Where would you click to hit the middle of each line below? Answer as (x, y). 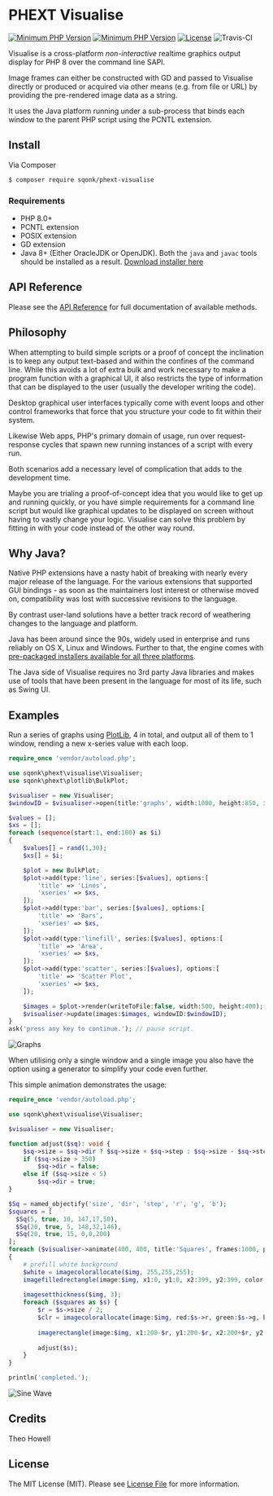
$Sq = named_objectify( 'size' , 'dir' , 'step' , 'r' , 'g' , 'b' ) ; (118, 1203)
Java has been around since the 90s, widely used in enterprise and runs (129, 639)
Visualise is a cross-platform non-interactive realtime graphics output (125, 53)
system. (22, 420)
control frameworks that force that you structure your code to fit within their (135, 411)
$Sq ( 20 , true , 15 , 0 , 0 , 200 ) (63, 1234)
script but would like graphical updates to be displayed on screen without (131, 510)
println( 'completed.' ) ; (49, 1378)
